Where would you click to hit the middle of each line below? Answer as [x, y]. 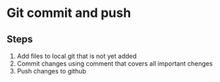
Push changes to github [51, 71]
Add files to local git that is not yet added [77, 56]
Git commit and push [69, 13]
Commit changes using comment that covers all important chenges [115, 64]
